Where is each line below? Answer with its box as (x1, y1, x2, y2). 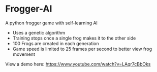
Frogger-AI (5, 3, 52, 15)
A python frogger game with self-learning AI (5, 20, 98, 26)
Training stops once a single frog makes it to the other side (12, 35, 136, 41)
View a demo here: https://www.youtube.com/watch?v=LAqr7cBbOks (5, 61, 151, 67)
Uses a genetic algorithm (12, 29, 66, 35)
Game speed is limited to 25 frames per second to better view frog (12, 46, 152, 52)
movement (12, 51, 36, 57)
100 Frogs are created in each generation (12, 40, 99, 46)
